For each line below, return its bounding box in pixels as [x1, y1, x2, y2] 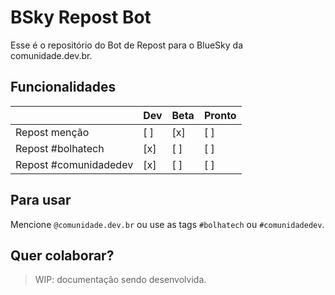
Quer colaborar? [10, 247, 115, 264]
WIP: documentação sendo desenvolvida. [34, 274, 207, 286]
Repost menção [15, 125, 90, 139]
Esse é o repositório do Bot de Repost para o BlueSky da [10, 39, 243, 51]
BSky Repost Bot [10, 6, 152, 29]
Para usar [10, 192, 72, 209]
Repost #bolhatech [15, 141, 105, 155]
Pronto [203, 108, 237, 122]
